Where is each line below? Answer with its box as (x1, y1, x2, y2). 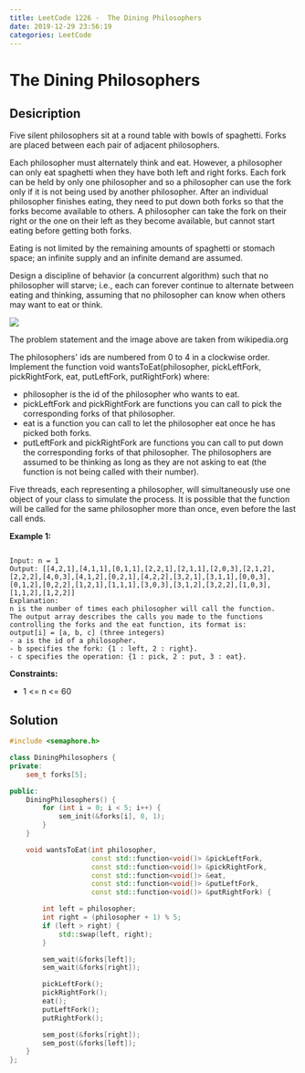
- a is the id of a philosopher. (9, 636, 137, 646)
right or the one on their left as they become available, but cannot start (9, 215, 276, 226)
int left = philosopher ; (42, 904, 137, 913)
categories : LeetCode (9, 30, 92, 39)
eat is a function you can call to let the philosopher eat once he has (22, 418, 276, 429)
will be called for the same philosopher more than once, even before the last (9, 504, 297, 515)
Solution (9, 713, 58, 728)
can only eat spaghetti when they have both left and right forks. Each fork (9, 167, 287, 178)
